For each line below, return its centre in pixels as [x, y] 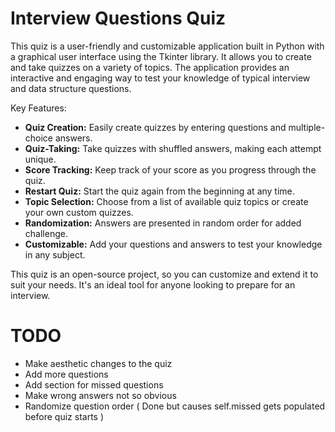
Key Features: [38, 108]
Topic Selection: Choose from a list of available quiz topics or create [166, 201]
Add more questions [66, 374]
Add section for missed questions [94, 384]
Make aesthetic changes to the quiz [98, 363]
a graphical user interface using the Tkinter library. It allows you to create [161, 56]
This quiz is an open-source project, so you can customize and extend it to [164, 274]
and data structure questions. [71, 88]
